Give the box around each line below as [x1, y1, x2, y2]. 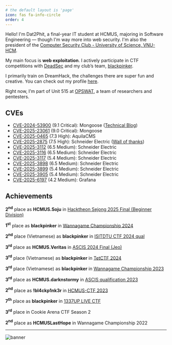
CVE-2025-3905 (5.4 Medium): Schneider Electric [12, 171, 119, 178]
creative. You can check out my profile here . [5, 78, 99, 85]
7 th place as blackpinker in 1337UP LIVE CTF [5, 297, 101, 304]
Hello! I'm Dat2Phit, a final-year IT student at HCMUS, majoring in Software [5, 31, 164, 37]
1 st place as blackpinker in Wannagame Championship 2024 [5, 221, 134, 228]
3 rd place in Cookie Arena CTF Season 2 [5, 308, 91, 315]
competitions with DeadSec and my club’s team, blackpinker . [5, 63, 134, 69]
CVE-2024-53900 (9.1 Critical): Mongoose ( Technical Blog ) [12, 122, 138, 128]
